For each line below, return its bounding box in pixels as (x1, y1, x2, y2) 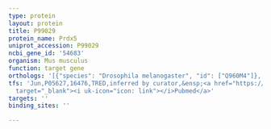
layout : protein (8, 19, 63, 27)
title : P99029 (8, 27, 56, 35)
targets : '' (8, 94, 48, 102)
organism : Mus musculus (8, 57, 89, 65)
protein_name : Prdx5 (8, 34, 78, 43)
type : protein (8, 11, 56, 20)
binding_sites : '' (8, 102, 70, 110)
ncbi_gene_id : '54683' (8, 49, 85, 57)
